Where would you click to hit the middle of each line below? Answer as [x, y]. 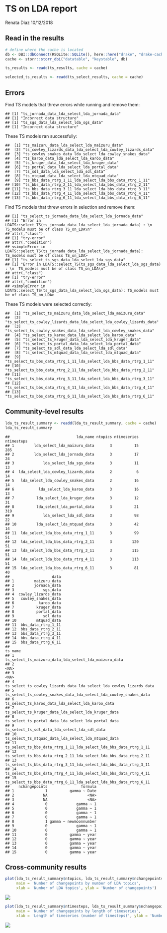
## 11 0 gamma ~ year [51, 835]
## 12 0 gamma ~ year [51, 839]
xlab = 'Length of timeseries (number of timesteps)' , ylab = [82, 916]
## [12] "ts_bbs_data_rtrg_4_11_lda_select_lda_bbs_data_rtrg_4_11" [78, 193]
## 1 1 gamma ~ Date [51, 791]
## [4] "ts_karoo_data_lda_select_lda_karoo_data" [60, 158]
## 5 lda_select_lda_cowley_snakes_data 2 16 [72, 480]
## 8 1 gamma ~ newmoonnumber [51, 821]
